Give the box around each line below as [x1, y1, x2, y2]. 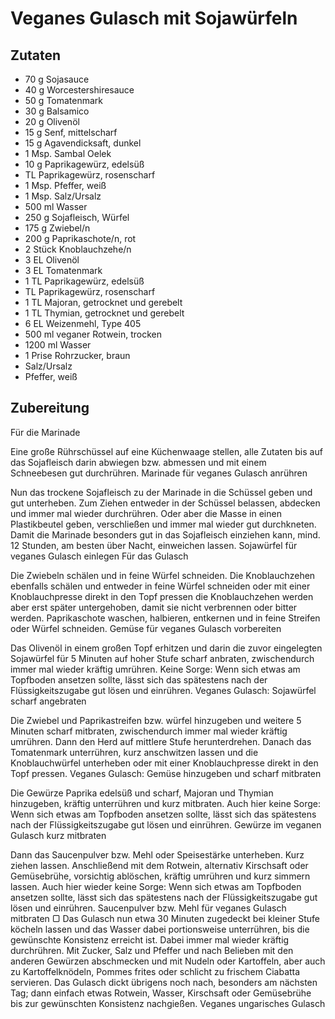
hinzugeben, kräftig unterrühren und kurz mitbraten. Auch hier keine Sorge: [10, 797, 321, 809]
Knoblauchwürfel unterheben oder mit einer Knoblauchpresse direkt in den [10, 757, 319, 769]
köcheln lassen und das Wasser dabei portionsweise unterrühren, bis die [10, 923, 310, 935]
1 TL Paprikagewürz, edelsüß [24, 275, 145, 287]
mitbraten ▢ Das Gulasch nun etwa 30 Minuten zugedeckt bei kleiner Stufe [10, 912, 320, 924]
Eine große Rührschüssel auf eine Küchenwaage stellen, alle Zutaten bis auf [10, 445, 323, 457]
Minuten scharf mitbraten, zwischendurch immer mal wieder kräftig [10, 725, 288, 737]
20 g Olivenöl [24, 116, 80, 127]
